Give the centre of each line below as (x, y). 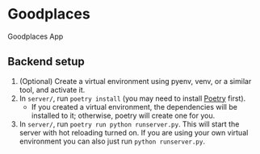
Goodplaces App (36, 36)
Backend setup (46, 62)
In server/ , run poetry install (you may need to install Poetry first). (132, 98)
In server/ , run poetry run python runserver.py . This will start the (129, 124)
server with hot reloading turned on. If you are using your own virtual (134, 132)
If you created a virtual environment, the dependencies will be (134, 106)
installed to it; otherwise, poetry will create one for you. (123, 115)
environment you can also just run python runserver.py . (112, 141)
